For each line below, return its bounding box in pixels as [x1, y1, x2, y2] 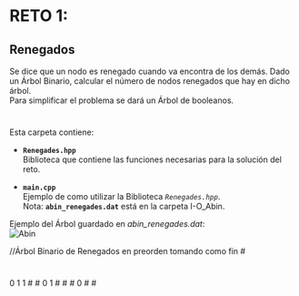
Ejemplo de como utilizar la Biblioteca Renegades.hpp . [22, 191, 221, 202]
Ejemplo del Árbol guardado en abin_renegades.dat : [9, 219, 205, 230]
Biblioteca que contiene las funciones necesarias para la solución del [22, 154, 282, 165]
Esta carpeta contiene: [9, 127, 95, 138]
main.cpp [22, 183, 56, 192]
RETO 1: [9, 5, 68, 26]
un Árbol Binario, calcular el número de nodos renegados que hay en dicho [9, 76, 291, 87]
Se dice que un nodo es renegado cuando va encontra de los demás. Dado [9, 66, 291, 77]
